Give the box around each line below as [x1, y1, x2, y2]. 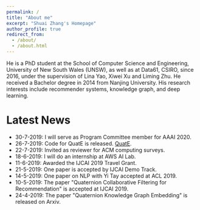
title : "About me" [6, 15, 53, 21]
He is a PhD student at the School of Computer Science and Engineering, [6, 59, 190, 67]
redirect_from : [6, 32, 45, 38]
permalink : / [6, 9, 40, 15]
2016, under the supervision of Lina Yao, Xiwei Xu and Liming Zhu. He [6, 72, 181, 80]
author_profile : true [6, 26, 61, 32]
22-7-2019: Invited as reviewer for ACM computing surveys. [15, 146, 165, 153]
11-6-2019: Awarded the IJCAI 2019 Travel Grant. [15, 159, 137, 166]
